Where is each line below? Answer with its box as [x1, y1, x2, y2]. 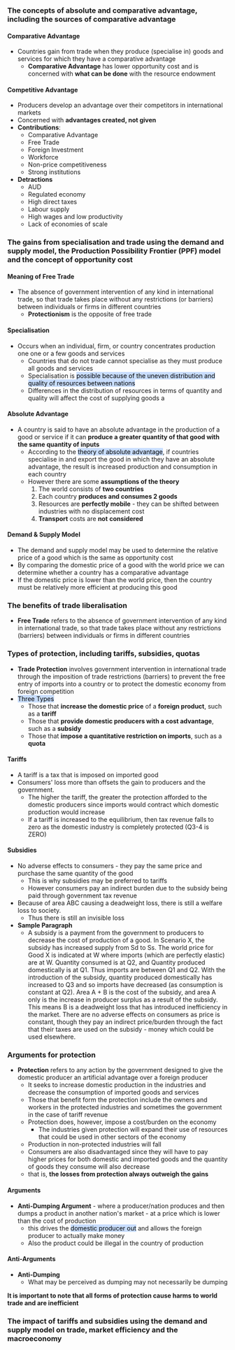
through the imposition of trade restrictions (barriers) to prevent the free [17, 672, 226, 681]
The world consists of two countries [38, 485, 145, 493]
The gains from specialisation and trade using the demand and [7, 237, 225, 247]
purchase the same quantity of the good [17, 869, 134, 878]
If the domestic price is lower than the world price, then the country [17, 576, 213, 584]
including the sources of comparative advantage [7, 14, 176, 24]
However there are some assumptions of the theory [27, 477, 180, 485]
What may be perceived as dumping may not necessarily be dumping [27, 1277, 228, 1286]
